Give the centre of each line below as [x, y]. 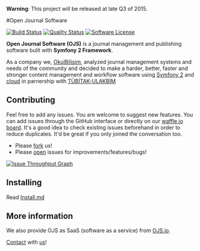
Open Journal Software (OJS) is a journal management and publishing [94, 44]
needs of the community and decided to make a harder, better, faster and [97, 68]
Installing [24, 183]
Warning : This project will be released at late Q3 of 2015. [77, 9]
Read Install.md [26, 197]
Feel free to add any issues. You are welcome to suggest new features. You [100, 115]
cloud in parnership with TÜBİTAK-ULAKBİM [61, 81]
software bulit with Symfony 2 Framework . [60, 50]
